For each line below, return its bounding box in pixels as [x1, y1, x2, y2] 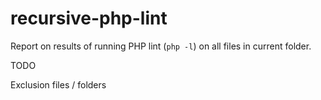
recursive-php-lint [10, 7, 168, 30]
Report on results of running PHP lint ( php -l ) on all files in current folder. [10, 40, 312, 52]
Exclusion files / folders [10, 78, 107, 91]
